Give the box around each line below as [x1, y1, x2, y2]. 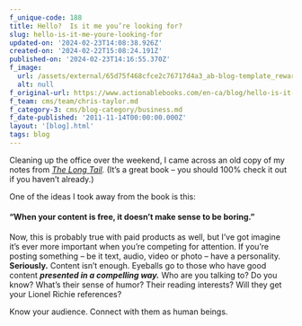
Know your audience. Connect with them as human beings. [9, 306, 228, 317]
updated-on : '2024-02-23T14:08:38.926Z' [9, 38, 164, 48]
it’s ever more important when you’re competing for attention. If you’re [9, 242, 270, 252]
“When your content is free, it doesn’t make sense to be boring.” [9, 212, 255, 223]
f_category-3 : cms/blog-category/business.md [9, 105, 182, 114]
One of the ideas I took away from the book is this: [9, 190, 196, 202]
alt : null [17, 80, 54, 89]
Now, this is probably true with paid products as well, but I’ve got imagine [9, 232, 281, 242]
